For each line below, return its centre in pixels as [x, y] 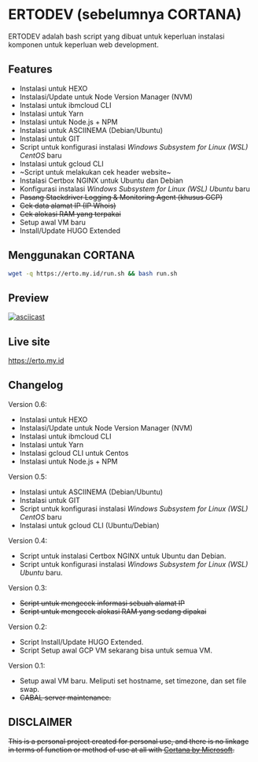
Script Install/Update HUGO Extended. [81, 642]
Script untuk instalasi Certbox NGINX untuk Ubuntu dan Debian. [123, 556]
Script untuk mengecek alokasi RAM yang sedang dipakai [113, 611]
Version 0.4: [28, 540]
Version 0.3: [28, 587]
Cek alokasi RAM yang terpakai [70, 213]
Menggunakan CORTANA [72, 255]
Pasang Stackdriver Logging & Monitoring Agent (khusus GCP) [121, 197]
